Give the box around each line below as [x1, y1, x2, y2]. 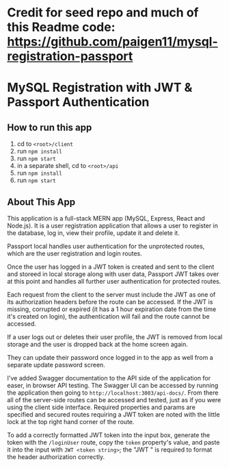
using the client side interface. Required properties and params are [7, 403, 196, 411]
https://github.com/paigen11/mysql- [7, 34, 219, 49]
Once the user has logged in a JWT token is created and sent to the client [7, 262, 215, 271]
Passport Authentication [7, 95, 150, 110]
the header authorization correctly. [7, 453, 105, 460]
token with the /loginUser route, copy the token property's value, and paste [7, 439, 220, 446]
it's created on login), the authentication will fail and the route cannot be [7, 312, 210, 320]
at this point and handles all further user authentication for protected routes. [7, 278, 221, 285]
